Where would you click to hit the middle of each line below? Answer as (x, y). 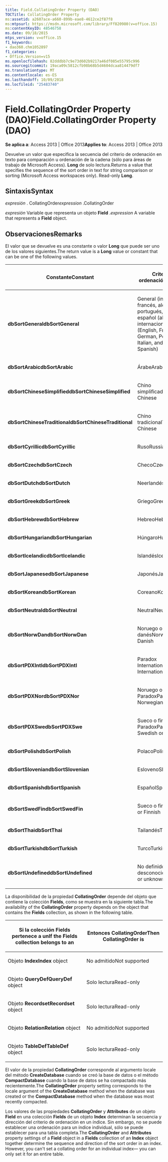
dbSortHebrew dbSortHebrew (43, 519)
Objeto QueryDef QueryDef (40, 979)
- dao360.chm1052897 (27, 47)
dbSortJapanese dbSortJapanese (48, 574)
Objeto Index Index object (38, 961)
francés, (147, 305)
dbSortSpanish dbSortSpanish (44, 788)
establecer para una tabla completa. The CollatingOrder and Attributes (78, 1133)
